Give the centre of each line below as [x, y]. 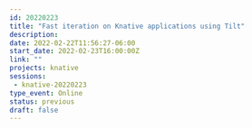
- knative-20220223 [50, 85]
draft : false [34, 110]
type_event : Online [46, 93]
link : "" [26, 59]
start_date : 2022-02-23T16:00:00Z [75, 51]
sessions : [28, 77]
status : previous [42, 101]
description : [34, 34]
